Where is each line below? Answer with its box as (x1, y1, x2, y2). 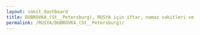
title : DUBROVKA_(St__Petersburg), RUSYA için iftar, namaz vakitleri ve (6, 14, 195, 20)
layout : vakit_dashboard (6, 8, 68, 15)
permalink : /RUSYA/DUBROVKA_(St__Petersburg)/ (6, 20, 125, 26)
